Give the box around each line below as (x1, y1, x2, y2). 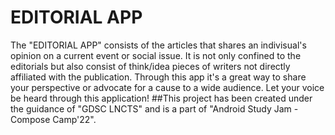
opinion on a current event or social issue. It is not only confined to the (10, 49, 302, 61)
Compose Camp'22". (10, 113, 97, 125)
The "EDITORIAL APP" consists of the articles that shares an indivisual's (10, 39, 307, 51)
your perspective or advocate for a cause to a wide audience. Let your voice (10, 81, 325, 93)
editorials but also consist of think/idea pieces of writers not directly (10, 60, 291, 72)
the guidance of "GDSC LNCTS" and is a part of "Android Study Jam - (10, 102, 299, 115)
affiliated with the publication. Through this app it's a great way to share (10, 71, 307, 83)
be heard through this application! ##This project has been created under (10, 92, 313, 104)
